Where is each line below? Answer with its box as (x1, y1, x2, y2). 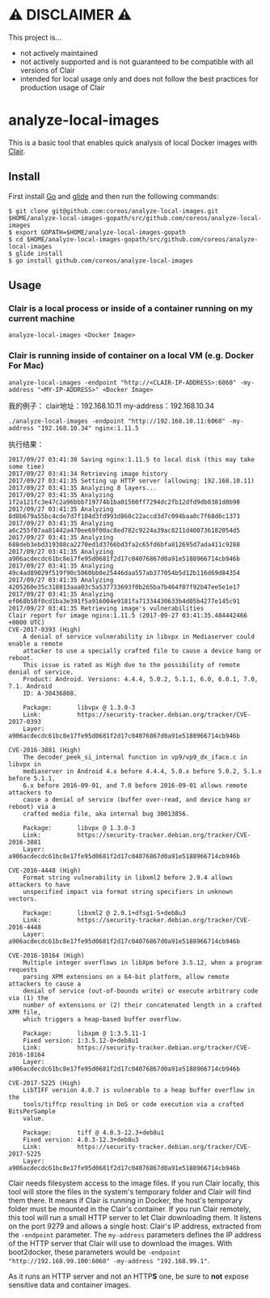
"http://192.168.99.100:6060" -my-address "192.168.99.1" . (8, 1255, 210, 1265)
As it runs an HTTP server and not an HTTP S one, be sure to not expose (8, 1271, 249, 1281)
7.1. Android (8, 682, 53, 690)
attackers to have (8, 880, 70, 888)
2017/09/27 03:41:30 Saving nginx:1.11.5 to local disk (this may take (8, 455, 255, 463)
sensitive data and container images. (8, 1279, 131, 1289)
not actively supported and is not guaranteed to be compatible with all (19, 57, 254, 66)
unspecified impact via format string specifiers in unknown (23, 887, 233, 896)
